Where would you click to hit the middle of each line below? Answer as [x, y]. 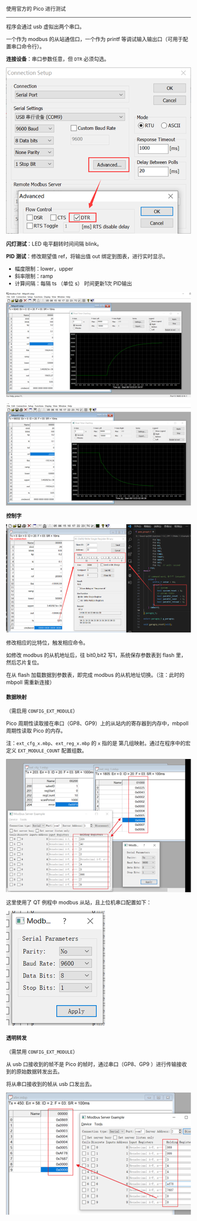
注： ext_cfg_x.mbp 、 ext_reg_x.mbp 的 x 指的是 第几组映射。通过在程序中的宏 [98, 743]
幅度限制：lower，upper [44, 269]
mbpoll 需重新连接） [30, 682]
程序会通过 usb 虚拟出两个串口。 [45, 26]
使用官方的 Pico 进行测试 [36, 9]
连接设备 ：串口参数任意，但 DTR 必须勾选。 [58, 59]
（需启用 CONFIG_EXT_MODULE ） [42, 711]
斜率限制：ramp [34, 276]
